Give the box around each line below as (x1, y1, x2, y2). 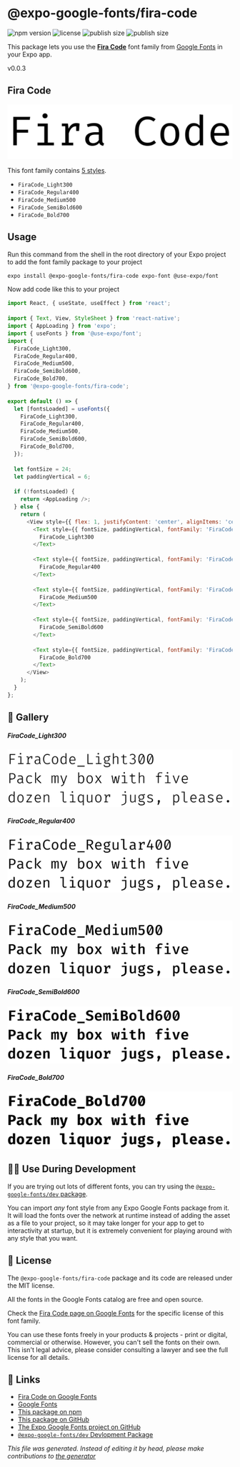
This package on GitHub (17, 1416, 89, 1424)
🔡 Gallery (7, 711, 49, 724)
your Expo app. (7, 50, 52, 59)
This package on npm (17, 1408, 82, 1416)
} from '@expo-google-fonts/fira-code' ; (7, 383, 130, 390)
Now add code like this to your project (7, 285, 120, 294)
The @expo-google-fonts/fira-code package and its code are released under (7, 1273, 233, 1282)
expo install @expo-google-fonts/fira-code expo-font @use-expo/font (7, 272, 219, 279)
